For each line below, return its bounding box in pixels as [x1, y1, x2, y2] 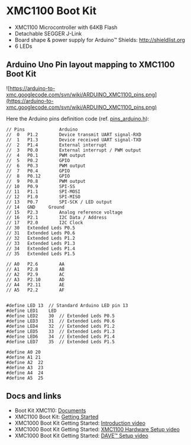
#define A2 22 [6, 359, 44, 365]
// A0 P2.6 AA [6, 261, 65, 267]
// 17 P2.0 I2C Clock [6, 220, 83, 225]
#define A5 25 [6, 375, 44, 381]
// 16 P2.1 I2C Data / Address [6, 214, 108, 220]
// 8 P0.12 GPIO [6, 173, 70, 179]
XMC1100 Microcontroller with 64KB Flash [14, 24, 118, 31]
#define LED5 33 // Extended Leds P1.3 [6, 328, 115, 334]
